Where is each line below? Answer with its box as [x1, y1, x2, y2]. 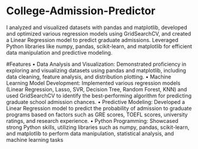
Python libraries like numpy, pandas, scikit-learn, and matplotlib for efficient [6, 43, 193, 50]
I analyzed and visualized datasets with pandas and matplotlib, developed [6, 24, 188, 31]
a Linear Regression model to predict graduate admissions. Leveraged [6, 36, 179, 43]
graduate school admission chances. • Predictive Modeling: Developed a [6, 98, 185, 105]
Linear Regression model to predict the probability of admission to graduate [6, 104, 192, 112]
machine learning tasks [6, 136, 64, 143]
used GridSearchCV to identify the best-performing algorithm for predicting [6, 92, 192, 99]
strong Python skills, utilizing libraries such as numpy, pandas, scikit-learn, [6, 123, 190, 131]
